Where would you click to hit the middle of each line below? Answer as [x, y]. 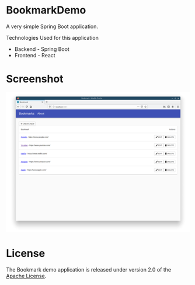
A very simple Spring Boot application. [52, 26]
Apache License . [26, 276]
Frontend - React [35, 55]
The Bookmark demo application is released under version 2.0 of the [88, 269]
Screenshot [35, 79]
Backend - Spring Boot [42, 49]
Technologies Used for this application [53, 37]
